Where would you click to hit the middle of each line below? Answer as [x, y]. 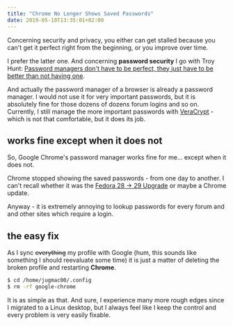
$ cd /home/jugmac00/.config [49, 280]
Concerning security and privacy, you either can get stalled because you [111, 40]
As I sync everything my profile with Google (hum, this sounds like [102, 253]
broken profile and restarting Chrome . [62, 267]
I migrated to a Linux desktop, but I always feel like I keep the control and [112, 307]
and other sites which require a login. [60, 214]
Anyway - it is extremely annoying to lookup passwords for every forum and [116, 207]
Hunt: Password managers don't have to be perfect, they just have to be [110, 68]
